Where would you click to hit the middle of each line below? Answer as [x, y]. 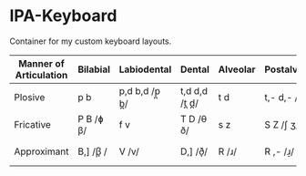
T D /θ [194, 119]
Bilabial [94, 69]
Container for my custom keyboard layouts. [91, 41]
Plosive [30, 97]
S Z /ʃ [276, 124]
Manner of [41, 63]
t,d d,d [194, 90]
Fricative [33, 124]
